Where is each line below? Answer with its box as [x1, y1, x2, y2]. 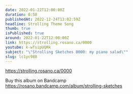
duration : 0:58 [5, 12, 38, 17]
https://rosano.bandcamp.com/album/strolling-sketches [5, 83, 123, 89]
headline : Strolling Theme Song [5, 21, 74, 27]
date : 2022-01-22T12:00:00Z [5, 7, 65, 13]
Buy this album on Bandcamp [5, 77, 67, 83]
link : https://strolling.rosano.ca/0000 [5, 40, 92, 45]
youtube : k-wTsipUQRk [5, 45, 51, 50]
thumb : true [5, 26, 30, 31]
